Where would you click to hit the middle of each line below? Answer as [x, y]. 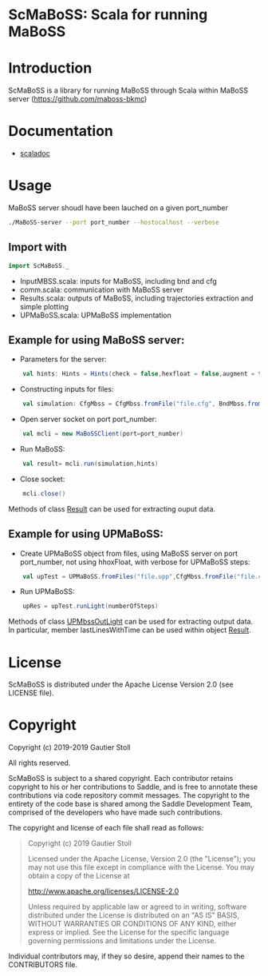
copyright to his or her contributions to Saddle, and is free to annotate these [133, 787]
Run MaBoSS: [42, 449]
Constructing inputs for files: [67, 389]
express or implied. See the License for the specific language [128, 932]
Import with [38, 247]
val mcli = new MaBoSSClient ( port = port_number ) [103, 434]
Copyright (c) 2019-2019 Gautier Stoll [69, 747]
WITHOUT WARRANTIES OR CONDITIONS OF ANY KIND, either [132, 924]
